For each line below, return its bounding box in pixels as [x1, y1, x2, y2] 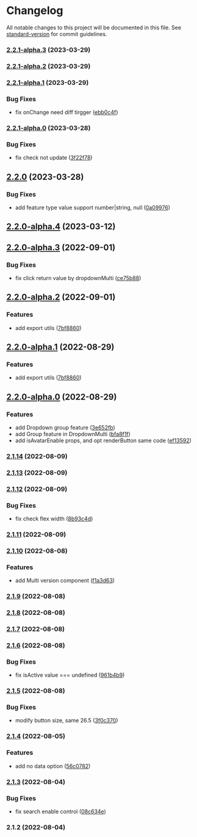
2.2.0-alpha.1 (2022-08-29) [6, 342, 115, 353]
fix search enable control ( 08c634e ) [15, 808, 107, 815]
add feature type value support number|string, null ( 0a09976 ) [15, 204, 171, 211]
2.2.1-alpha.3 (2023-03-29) [6, 45, 91, 54]
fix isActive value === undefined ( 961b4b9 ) [15, 672, 125, 679]
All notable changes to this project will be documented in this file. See [6, 24, 182, 31]
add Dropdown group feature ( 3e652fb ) [15, 424, 116, 431]
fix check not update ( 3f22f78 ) [15, 154, 93, 162]
